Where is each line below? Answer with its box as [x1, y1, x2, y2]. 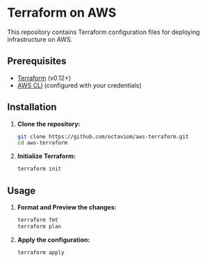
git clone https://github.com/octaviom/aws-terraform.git [17, 133, 189, 140]
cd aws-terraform [17, 139, 68, 146]
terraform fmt [17, 217, 58, 223]
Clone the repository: [17, 119, 81, 128]
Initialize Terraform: [17, 152, 76, 160]
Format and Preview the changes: [17, 203, 117, 211]
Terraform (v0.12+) [17, 74, 72, 82]
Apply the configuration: [17, 235, 90, 244]
